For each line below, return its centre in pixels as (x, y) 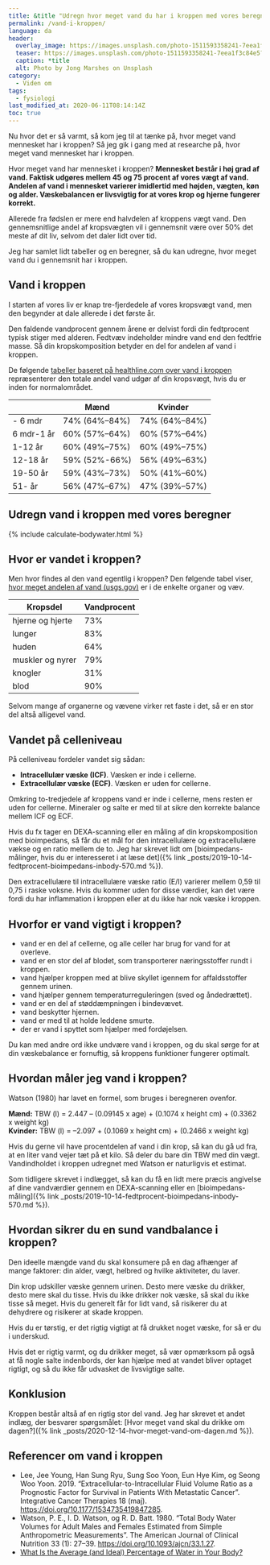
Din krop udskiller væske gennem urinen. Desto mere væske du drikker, (127, 1286)
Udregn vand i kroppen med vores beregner (120, 515)
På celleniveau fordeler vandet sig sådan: (77, 760)
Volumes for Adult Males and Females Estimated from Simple (121, 1526)
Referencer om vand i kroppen (86, 1456)
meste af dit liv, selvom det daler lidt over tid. (83, 236)
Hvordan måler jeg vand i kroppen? (98, 1079)
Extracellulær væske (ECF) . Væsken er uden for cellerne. (115, 784)
